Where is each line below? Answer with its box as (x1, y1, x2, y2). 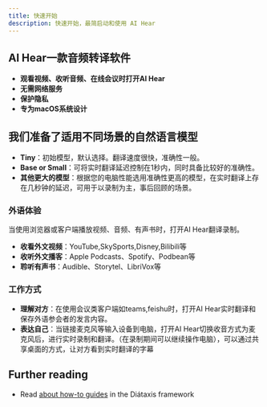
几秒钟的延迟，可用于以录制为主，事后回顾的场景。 (26, 183, 196, 193)
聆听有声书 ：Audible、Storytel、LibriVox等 (19, 262, 162, 272)
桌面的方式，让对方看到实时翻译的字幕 (26, 343, 154, 354)
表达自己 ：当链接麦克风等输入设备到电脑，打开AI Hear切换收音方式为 (19, 323, 249, 334)
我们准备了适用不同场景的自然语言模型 (8, 129, 198, 143)
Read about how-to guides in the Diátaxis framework (19, 389, 195, 399)
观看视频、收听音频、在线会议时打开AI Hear (19, 74, 166, 84)
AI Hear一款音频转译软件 (8, 51, 131, 64)
